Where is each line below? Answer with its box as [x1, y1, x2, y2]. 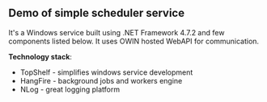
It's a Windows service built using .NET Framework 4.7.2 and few [8, 27, 225, 37]
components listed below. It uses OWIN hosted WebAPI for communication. [8, 36, 260, 46]
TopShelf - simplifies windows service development [19, 67, 193, 77]
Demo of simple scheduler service [8, 6, 184, 20]
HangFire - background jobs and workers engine [19, 75, 183, 85]
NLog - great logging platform [19, 84, 120, 94]
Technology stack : [8, 51, 73, 61]
